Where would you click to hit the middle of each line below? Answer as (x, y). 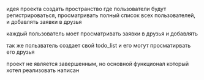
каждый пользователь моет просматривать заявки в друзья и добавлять (102, 34)
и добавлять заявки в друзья (44, 22)
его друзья (21, 52)
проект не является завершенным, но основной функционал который (98, 64)
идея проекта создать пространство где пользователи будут (86, 9)
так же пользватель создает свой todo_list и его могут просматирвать (99, 45)
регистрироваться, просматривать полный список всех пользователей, (101, 15)
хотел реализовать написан (43, 70)
